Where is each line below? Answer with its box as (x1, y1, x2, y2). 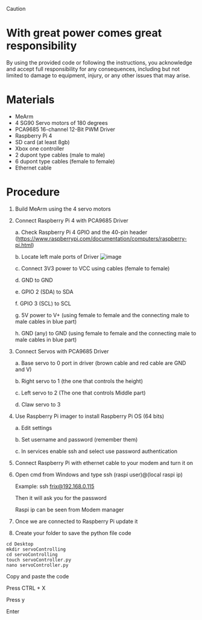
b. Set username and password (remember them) (14, 435, 138, 443)
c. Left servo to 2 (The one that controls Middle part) (14, 389, 146, 396)
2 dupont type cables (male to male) (14, 151, 106, 159)
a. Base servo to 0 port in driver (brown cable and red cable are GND (14, 359, 186, 367)
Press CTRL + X (6, 584, 46, 592)
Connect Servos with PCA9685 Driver (14, 347, 109, 355)
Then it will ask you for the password (14, 494, 107, 501)
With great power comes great (6, 27, 162, 40)
